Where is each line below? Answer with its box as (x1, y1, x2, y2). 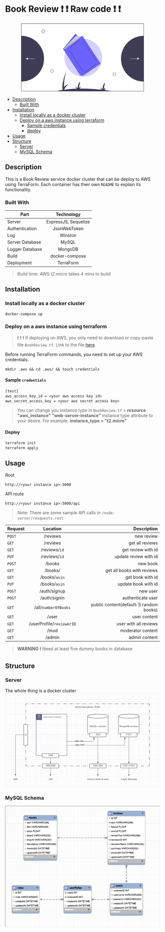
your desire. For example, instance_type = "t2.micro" (17, 418, 127, 424)
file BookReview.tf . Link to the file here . (17, 342, 96, 348)
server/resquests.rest (17, 516, 64, 521)
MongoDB (58, 246, 79, 252)
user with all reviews (116, 621, 158, 626)
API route (5, 491, 24, 497)
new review (135, 533, 158, 539)
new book (137, 560, 158, 566)
